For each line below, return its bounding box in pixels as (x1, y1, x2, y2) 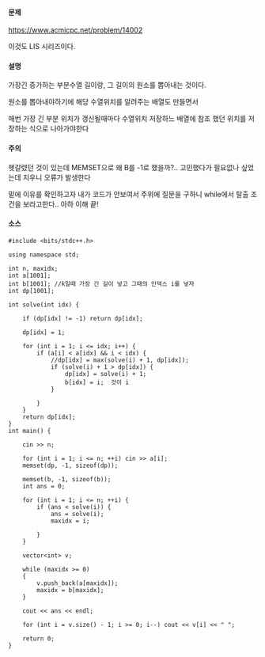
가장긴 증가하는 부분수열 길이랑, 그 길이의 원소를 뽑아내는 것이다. (8, 80, 207, 90)
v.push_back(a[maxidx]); (36, 579, 119, 587)
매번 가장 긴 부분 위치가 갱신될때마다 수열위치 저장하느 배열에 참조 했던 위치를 (8, 114, 247, 123)
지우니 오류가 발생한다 (22, 173, 91, 182)
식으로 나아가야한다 (28, 123, 89, 134)
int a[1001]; (8, 272, 51, 279)
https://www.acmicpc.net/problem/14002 (8, 25, 143, 35)
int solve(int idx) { (8, 301, 80, 309)
